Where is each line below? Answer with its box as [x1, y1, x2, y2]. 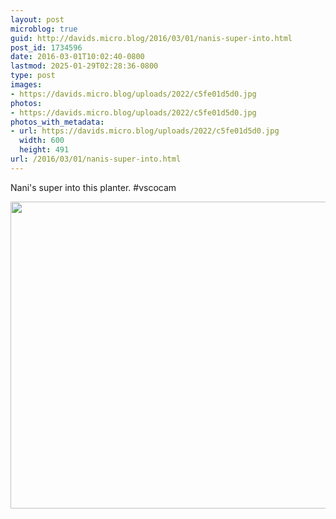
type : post [10, 71, 56, 81]
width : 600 [19, 136, 65, 146]
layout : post [10, 14, 65, 25]
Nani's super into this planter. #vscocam [10, 181, 177, 193]
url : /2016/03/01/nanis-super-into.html [10, 154, 182, 164]
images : [10, 80, 43, 90]
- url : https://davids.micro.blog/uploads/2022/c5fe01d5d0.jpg [10, 126, 280, 136]
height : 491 [19, 145, 70, 155]
